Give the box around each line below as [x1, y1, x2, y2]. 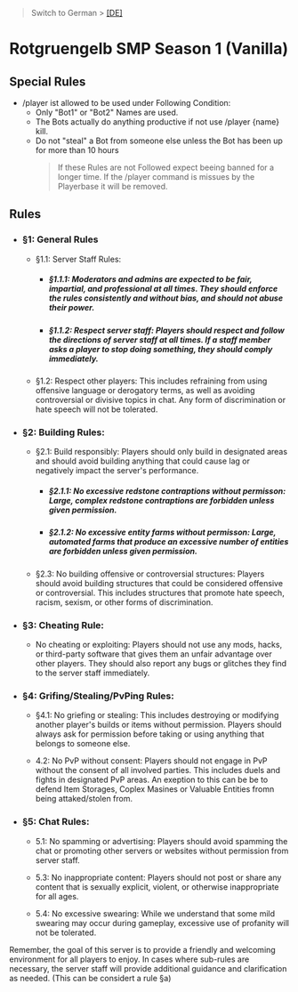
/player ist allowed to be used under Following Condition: [21, 98, 231, 108]
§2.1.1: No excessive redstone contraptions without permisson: [48, 485, 286, 496]
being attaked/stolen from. [35, 794, 133, 804]
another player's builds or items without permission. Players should [35, 720, 282, 730]
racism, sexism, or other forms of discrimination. [35, 596, 213, 608]
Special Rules [9, 74, 86, 89]
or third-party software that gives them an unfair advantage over [35, 649, 273, 659]
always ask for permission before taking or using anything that [35, 729, 265, 739]
